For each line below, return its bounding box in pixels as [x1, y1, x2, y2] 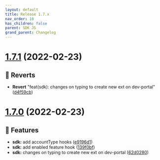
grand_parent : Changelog [5, 30, 56, 35]
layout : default [5, 7, 38, 12]
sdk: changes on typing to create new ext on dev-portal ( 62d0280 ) [12, 150, 149, 155]
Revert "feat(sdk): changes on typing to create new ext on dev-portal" [12, 84, 155, 90]
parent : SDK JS [5, 26, 36, 31]
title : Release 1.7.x [5, 12, 50, 17]
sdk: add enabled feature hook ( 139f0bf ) [12, 144, 95, 150]
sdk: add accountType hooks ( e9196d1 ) [12, 139, 93, 145]
